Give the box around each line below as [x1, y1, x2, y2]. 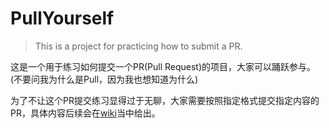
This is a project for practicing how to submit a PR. [34, 40, 243, 52]
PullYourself [10, 7, 115, 30]
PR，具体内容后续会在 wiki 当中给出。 [10, 107, 161, 119]
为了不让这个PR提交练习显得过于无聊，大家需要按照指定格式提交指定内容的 [10, 94, 320, 106]
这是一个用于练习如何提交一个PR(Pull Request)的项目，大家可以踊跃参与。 [10, 60, 317, 72]
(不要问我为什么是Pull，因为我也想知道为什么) [10, 73, 199, 85]
